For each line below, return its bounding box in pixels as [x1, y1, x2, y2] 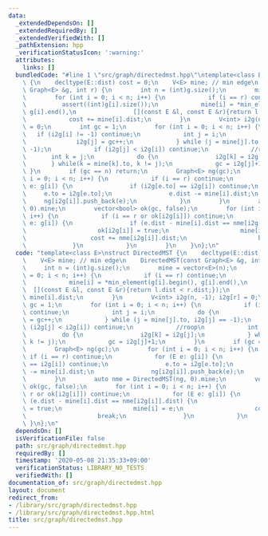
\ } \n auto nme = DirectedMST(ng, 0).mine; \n [22, 375, 227, 383]
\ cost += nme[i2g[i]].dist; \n [22, 235, 187, 242]
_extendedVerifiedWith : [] [15, 33, 105, 42]
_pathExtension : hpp [15, 41, 84, 49]
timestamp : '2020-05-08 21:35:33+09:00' [15, 456, 152, 465]
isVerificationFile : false [15, 434, 105, 443]
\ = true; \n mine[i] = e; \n [22, 404, 183, 413]
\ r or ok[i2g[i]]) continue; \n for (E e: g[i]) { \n [22, 390, 241, 398]
